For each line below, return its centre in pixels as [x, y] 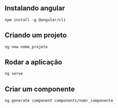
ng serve [14, 74]
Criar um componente [40, 89]
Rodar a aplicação [34, 62]
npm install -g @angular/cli [35, 20]
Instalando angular [35, 8]
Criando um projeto [36, 35]
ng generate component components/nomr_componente [59, 101]
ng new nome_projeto [26, 47]
